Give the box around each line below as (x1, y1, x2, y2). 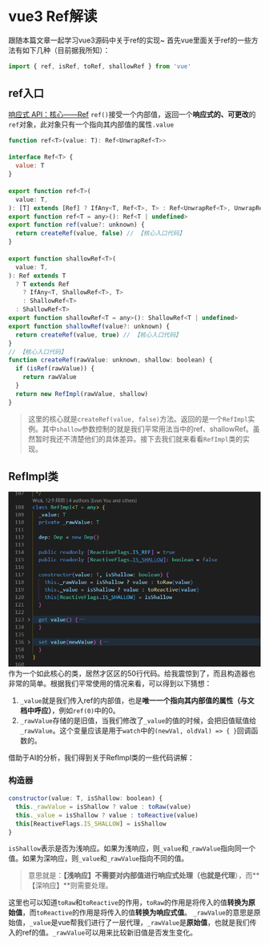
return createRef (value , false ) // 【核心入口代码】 (15, 229, 186, 237)
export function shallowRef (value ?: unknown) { (8, 322, 171, 330)
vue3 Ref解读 (8, 7, 98, 26)
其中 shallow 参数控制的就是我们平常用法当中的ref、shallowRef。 (42, 424, 254, 434)
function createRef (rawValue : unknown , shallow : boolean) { (8, 356, 214, 365)
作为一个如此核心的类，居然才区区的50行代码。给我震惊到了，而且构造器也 (8, 668, 256, 678)
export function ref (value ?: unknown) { (8, 221, 146, 229)
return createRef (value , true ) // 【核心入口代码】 (15, 330, 182, 339)
